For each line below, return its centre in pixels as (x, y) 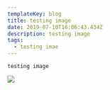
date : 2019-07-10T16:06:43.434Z (55, 27)
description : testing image (49, 34)
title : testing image (39, 21)
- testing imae (36, 47)
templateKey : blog (34, 14)
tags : (15, 40)
